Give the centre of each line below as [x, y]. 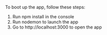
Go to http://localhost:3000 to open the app [57, 27]
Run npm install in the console [43, 17]
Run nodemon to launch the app [45, 22]
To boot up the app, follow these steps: [45, 7]
